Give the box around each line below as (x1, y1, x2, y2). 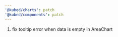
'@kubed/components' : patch (5, 12, 64, 17)
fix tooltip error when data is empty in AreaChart (12, 26, 113, 32)
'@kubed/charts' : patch (5, 7, 55, 13)
